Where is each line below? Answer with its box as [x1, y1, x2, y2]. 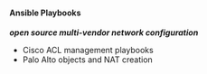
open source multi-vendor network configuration [9, 27, 199, 38]
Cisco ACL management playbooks [22, 45, 154, 56]
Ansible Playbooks [9, 7, 81, 18]
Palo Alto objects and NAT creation [22, 54, 154, 65]
